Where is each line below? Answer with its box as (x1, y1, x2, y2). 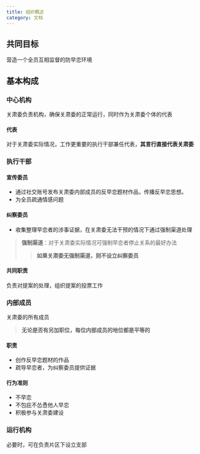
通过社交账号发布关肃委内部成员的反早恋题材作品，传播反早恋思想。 (15, 188, 187, 196)
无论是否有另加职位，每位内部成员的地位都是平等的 (21, 326, 150, 334)
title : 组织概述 (6, 9, 44, 15)
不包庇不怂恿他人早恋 (15, 401, 69, 409)
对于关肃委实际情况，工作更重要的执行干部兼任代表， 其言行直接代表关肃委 (6, 141, 194, 148)
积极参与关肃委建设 (15, 409, 64, 416)
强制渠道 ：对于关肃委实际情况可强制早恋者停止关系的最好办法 (21, 239, 177, 246)
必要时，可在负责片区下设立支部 (6, 441, 87, 448)
